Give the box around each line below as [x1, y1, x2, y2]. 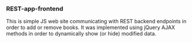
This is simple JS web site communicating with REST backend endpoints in [6, 18, 187, 25]
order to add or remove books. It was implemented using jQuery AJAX [6, 24, 176, 31]
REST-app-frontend [6, 5, 63, 13]
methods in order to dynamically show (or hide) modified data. [6, 30, 157, 37]
